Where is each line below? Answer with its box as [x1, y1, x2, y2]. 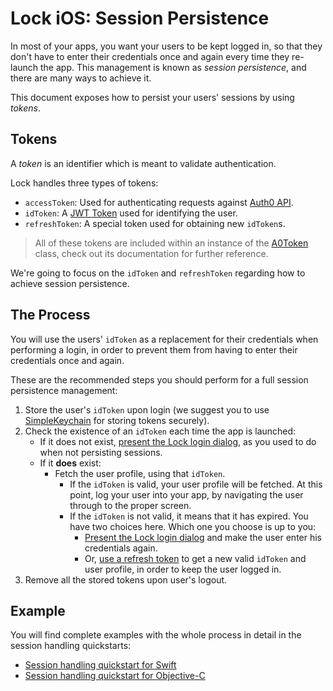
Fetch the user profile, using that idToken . [54, 467, 226, 479]
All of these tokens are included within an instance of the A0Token [34, 237, 309, 249]
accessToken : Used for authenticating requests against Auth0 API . [24, 196, 294, 208]
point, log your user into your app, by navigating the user [69, 488, 304, 501]
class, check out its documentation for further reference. [34, 247, 269, 259]
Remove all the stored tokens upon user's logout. [24, 573, 228, 586]
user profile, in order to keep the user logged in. [84, 563, 282, 575]
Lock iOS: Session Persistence [10, 7, 270, 30]
